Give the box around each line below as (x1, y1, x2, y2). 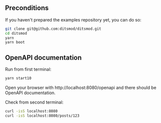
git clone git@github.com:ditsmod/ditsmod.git (5, 26, 101, 31)
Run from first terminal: (5, 66, 52, 72)
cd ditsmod (5, 31, 27, 36)
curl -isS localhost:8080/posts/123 (5, 113, 80, 118)
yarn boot (5, 40, 25, 45)
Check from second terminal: (5, 100, 64, 105)
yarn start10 (5, 76, 32, 81)
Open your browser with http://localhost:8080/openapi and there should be (5, 85, 157, 90)
